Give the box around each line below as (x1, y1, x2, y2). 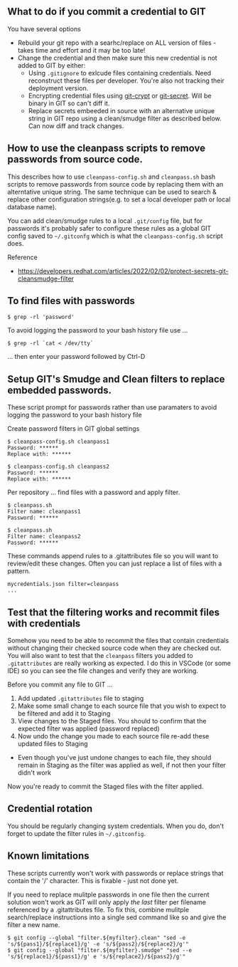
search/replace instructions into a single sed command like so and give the (7, 913, 227, 921)
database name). (7, 202, 57, 211)
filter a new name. (7, 920, 60, 929)
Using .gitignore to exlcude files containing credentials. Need (28, 68, 212, 77)
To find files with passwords (7, 295, 135, 307)
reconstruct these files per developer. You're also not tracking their (28, 76, 225, 85)
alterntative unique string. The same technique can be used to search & (7, 187, 217, 196)
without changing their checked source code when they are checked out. (7, 644, 222, 652)
